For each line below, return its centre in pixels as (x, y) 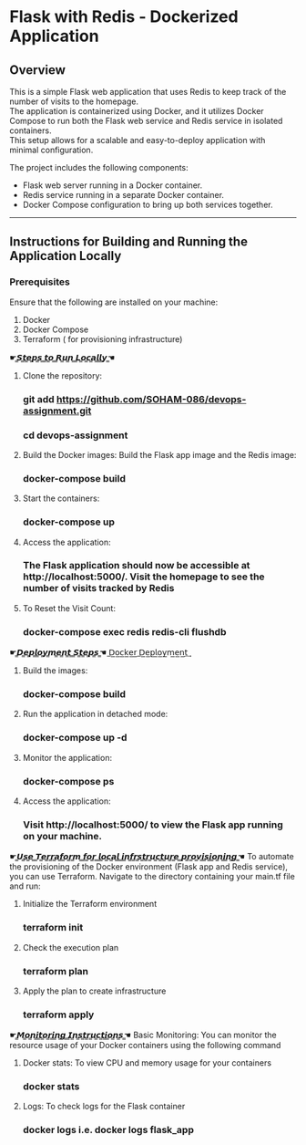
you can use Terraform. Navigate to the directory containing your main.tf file (153, 877)
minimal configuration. (51, 150)
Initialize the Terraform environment (90, 904)
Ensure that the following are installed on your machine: (114, 302)
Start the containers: (61, 498)
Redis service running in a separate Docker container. (123, 195)
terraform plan (56, 971)
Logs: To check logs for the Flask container (104, 1107)
